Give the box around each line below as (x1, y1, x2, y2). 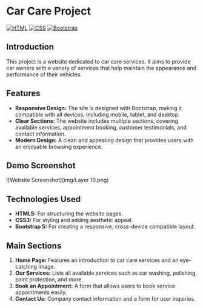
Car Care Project (6, 4, 92, 18)
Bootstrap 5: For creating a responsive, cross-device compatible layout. (15, 223, 196, 231)
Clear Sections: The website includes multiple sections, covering (15, 117, 179, 125)
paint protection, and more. (15, 276, 84, 283)
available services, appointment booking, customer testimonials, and (15, 123, 187, 131)
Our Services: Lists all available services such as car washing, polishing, (15, 269, 198, 277)
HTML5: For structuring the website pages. (15, 210, 124, 217)
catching (15, 263, 38, 270)
